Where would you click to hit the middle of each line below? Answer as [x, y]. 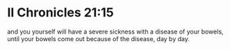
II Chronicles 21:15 [61, 13]
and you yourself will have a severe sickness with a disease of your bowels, [115, 32]
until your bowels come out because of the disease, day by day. [98, 38]
